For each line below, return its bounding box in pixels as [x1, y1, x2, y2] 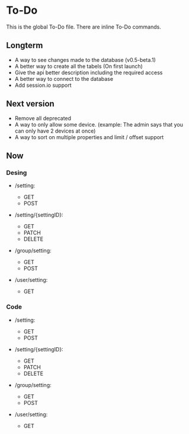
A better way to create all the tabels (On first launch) [14, 62, 143, 70]
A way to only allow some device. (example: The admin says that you [14, 121, 184, 128]
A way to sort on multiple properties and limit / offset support [14, 133, 164, 140]
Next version [6, 99, 55, 109]
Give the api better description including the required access [14, 69, 163, 76]
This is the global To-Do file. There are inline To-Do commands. [6, 23, 161, 30]
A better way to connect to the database [14, 75, 114, 82]
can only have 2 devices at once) [14, 127, 96, 134]
